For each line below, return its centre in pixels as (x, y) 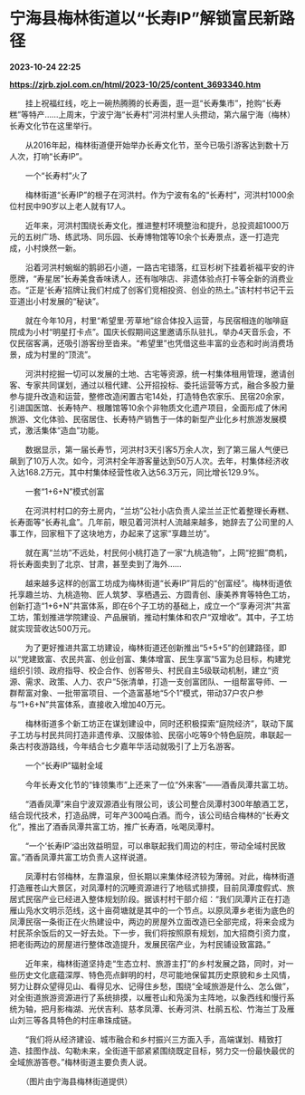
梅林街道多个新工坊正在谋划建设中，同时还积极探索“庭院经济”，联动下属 (159, 723)
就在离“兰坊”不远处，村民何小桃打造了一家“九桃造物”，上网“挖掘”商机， (158, 552)
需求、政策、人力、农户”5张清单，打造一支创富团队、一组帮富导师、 (152, 681)
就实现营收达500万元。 (52, 628)
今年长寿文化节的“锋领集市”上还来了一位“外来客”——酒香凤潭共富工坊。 (159, 784)
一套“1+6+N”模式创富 (65, 491)
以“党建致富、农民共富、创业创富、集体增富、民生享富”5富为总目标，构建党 (150, 658)
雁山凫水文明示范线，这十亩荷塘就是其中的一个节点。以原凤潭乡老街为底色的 (152, 910)
